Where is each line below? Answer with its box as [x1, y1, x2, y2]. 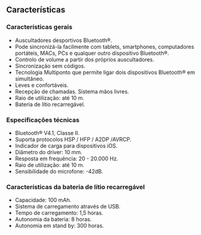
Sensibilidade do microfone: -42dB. [14, 168, 104, 175]
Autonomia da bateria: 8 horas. [14, 216, 92, 223]
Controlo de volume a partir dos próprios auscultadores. [14, 55, 155, 63]
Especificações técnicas [6, 116, 80, 124]
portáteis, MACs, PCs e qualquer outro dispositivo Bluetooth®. [14, 49, 170, 57]
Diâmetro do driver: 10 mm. [14, 148, 82, 155]
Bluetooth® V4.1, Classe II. [14, 129, 80, 136]
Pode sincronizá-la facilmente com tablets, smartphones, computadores [14, 43, 194, 50]
